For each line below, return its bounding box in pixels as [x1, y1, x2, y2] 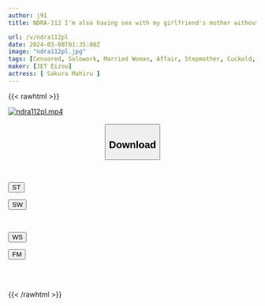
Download [109, 139, 156, 151]
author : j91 [8, 11, 47, 20]
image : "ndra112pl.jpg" [8, 48, 87, 56]
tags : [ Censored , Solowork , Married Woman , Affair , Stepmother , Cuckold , [8, 55, 256, 63]
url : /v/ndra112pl [8, 33, 69, 41]
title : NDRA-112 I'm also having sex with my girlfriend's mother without [8, 19, 259, 27]
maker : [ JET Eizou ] [8, 62, 73, 71]
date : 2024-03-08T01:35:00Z [8, 40, 101, 48]
